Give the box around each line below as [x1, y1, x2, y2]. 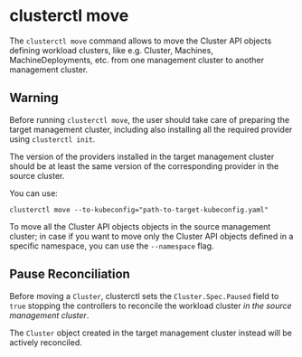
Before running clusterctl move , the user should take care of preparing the [9, 114, 290, 125]
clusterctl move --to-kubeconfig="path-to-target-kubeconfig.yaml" [9, 205, 269, 214]
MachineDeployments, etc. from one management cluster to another [9, 54, 265, 65]
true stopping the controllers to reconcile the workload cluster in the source [9, 300, 292, 311]
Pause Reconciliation [9, 267, 131, 282]
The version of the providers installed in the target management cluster [9, 151, 275, 162]
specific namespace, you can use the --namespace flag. [9, 240, 214, 251]
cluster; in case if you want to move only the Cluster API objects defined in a [9, 230, 294, 241]
